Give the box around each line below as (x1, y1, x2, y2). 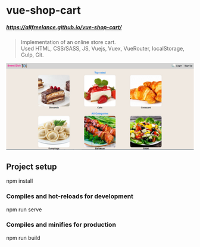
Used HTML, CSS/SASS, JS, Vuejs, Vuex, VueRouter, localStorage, (20, 45, 185, 52)
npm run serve (6, 206, 42, 213)
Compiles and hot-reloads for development (6, 192, 134, 201)
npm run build (6, 234, 40, 241)
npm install (6, 177, 33, 185)
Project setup (6, 161, 58, 171)
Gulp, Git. (20, 51, 44, 58)
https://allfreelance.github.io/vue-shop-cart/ (6, 23, 122, 30)
